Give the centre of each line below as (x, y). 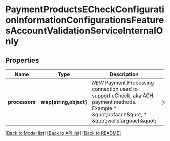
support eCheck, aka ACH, (123, 96)
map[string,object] (64, 102)
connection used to (115, 89)
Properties (22, 60)
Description (124, 74)
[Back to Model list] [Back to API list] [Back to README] (63, 133)
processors (22, 102)
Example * (104, 108)
